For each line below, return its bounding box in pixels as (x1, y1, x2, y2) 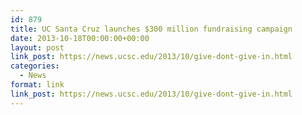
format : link (10, 80, 65, 90)
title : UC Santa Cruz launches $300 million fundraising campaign (10, 24, 293, 34)
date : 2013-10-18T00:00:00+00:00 (10, 33, 150, 43)
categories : (10, 61, 60, 71)
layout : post (10, 42, 65, 53)
